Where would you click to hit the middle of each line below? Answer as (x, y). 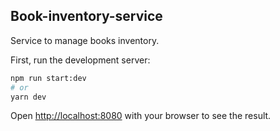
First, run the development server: (80, 60)
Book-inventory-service (86, 16)
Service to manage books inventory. (85, 40)
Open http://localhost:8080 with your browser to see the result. (141, 116)
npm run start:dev (48, 78)
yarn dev (28, 97)
